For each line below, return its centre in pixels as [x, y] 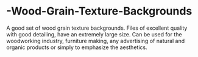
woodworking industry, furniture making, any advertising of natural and [96, 41]
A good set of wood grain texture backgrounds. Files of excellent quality [97, 28]
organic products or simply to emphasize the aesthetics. [77, 47]
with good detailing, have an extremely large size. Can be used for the [94, 34]
